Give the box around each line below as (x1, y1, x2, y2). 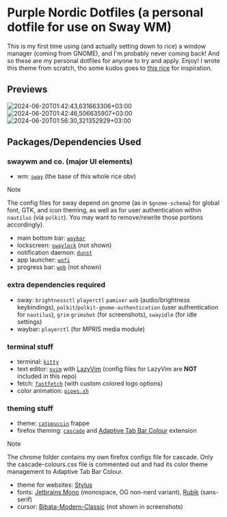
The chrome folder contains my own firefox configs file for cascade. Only (7, 453, 214, 462)
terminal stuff (7, 342, 53, 351)
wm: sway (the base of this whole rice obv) (16, 173, 137, 181)
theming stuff (7, 403, 53, 413)
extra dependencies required (7, 280, 106, 290)
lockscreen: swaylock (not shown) (16, 241, 112, 249)
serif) (16, 495, 33, 504)
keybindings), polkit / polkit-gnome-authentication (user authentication (16, 303, 219, 311)
